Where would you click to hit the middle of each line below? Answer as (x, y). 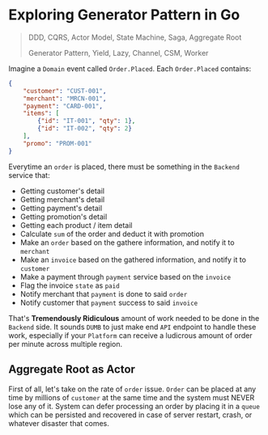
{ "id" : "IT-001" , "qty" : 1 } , (87, 121)
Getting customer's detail (62, 191)
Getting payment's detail (61, 208)
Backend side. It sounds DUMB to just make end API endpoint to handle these (132, 327)
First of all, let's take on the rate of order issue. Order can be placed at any (132, 389)
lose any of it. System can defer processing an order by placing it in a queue (134, 406)
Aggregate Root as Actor (72, 370)
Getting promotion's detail (64, 217)
